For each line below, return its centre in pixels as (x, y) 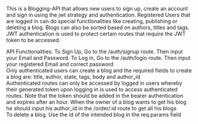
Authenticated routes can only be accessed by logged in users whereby (94, 83)
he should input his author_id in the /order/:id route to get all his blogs (91, 108)
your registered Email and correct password (60, 64)
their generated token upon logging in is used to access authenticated (92, 89)
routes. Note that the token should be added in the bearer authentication (95, 96)
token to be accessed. (33, 40)
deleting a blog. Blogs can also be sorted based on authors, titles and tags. (98, 27)
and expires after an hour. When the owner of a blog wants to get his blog (96, 102)
